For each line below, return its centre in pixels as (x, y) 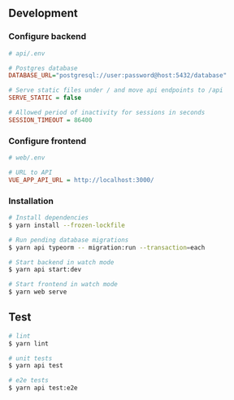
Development (43, 13)
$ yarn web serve (38, 292)
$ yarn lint (28, 343)
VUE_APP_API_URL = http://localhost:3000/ (81, 180)
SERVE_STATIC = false (45, 98)
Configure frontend (48, 141)
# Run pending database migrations (69, 240)
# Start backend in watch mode (61, 262)
